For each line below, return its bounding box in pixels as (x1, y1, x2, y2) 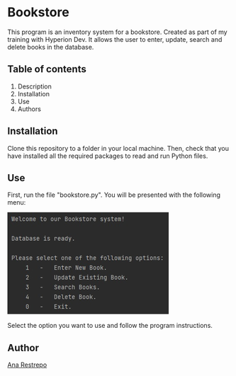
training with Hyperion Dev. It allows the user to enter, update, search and (7, 35, 223, 43)
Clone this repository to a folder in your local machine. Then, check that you (7, 144, 229, 152)
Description (17, 82, 52, 91)
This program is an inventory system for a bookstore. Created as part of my (7, 28, 228, 36)
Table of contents (7, 63, 86, 75)
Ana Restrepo (7, 360, 47, 369)
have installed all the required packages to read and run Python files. (7, 152, 208, 160)
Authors (17, 104, 41, 113)
